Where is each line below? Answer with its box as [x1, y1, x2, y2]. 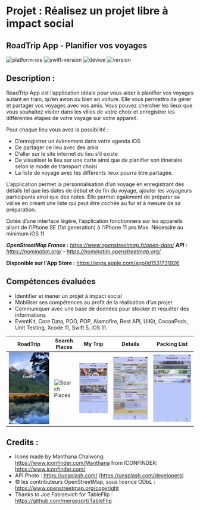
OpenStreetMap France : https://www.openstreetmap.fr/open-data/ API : [6, 241, 187, 248]
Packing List [157, 340, 188, 347]
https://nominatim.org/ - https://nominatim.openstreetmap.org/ [6, 248, 161, 255]
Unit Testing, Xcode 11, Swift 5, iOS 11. [14, 324, 108, 331]
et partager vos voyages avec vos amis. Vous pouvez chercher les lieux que [6, 102, 193, 109]
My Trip [83, 340, 104, 347]
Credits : [6, 437, 39, 447]
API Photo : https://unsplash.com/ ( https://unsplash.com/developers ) [14, 472, 185, 479]
